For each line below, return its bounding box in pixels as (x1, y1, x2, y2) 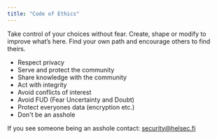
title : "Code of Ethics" (7, 10, 80, 18)
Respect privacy (17, 58, 65, 67)
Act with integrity (17, 80, 67, 88)
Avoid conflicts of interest (17, 88, 92, 96)
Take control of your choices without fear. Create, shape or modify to (7, 29, 206, 38)
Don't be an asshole (17, 110, 76, 119)
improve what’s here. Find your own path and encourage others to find (7, 37, 211, 46)
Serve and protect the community (17, 65, 115, 74)
